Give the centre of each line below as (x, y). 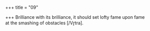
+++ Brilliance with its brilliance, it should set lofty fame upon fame (75, 17)
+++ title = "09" (22, 7)
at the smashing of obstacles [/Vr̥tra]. (44, 23)
